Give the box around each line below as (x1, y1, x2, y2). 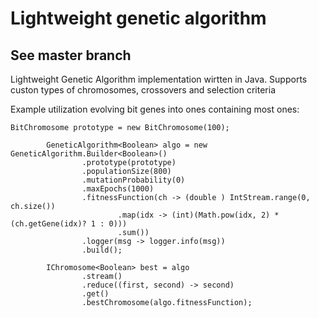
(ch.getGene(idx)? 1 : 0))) (10, 219, 128, 229)
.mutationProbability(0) (81, 175, 186, 185)
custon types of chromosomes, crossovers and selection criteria (10, 84, 277, 96)
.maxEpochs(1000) (81, 184, 155, 194)
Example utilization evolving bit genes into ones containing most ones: (10, 103, 300, 115)
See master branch (10, 47, 132, 64)
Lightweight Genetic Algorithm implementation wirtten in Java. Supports (10, 73, 308, 85)
